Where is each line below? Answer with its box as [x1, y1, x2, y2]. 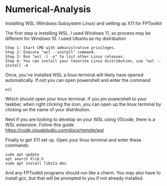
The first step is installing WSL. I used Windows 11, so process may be [5, 30, 151, 36]
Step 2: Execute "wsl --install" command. [5, 50, 96, 55]
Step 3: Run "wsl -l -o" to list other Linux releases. [5, 54, 125, 59]
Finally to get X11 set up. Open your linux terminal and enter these [5, 136, 141, 143]
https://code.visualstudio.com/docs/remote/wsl [5, 127, 104, 133]
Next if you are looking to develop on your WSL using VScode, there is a [5, 116, 155, 122]
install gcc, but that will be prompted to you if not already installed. [5, 175, 144, 181]
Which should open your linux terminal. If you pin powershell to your [5, 96, 147, 102]
